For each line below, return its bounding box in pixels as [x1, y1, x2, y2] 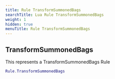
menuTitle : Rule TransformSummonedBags [5, 27, 90, 32]
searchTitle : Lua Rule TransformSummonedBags [5, 12, 104, 17]
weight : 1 [5, 17, 27, 22]
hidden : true [5, 21, 33, 27]
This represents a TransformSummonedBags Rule [5, 59, 110, 65]
